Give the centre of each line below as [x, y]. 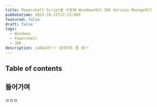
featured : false [22, 19]
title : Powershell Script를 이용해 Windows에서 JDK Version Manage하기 [78, 10]
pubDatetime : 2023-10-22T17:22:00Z [43, 15]
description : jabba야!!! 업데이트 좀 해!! [47, 48]
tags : [11, 29]
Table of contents [34, 69]
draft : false [19, 24]
